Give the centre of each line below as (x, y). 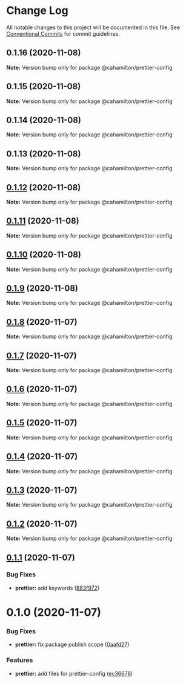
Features (20, 660)
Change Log (37, 11)
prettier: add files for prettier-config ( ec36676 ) (74, 673)
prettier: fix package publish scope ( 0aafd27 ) (72, 645)
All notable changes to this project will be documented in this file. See (93, 27)
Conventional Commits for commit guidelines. (63, 33)
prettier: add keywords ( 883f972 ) (57, 588)
